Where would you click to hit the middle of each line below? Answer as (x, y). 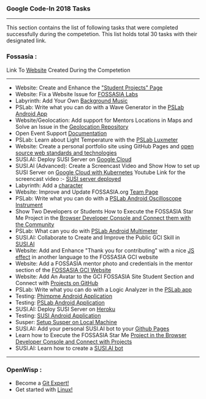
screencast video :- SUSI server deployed (68, 178)
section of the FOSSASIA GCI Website (63, 270)
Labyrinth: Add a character (49, 185)
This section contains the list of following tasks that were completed (92, 28)
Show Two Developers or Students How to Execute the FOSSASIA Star (104, 211)
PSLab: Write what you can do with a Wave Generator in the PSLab (100, 107)
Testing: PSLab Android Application (60, 302)
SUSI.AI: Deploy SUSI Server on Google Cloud (73, 159)
